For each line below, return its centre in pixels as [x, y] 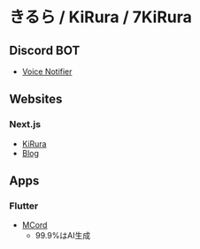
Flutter [24, 206]
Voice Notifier [47, 72]
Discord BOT [45, 50]
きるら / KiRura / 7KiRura [101, 17]
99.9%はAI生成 [63, 236]
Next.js [25, 124]
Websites [36, 99]
